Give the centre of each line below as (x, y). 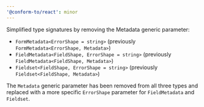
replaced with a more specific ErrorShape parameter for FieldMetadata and (100, 92)
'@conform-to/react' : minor (42, 12)
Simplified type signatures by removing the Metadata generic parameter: (98, 29)
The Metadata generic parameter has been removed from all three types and (102, 86)
